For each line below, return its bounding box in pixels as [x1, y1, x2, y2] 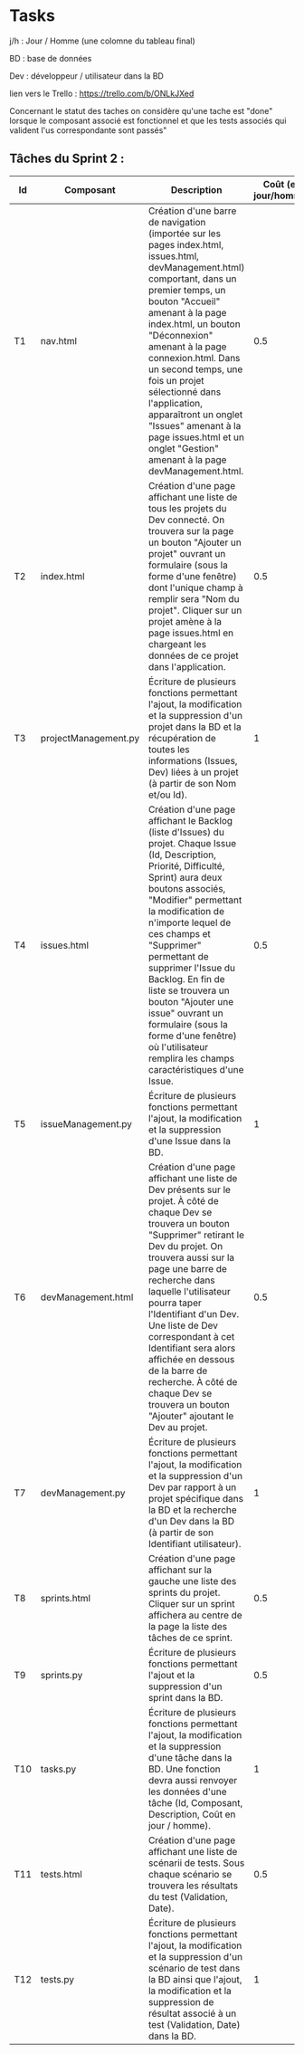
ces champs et [147, 927, 211, 940]
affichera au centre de [147, 1609, 242, 1621]
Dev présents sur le [147, 1183, 231, 1196]
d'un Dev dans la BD [147, 1514, 235, 1527]
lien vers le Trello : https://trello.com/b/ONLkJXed [9, 88, 195, 99]
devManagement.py [40, 1486, 126, 1499]
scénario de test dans [147, 1962, 241, 1974]
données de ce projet [147, 649, 240, 662]
